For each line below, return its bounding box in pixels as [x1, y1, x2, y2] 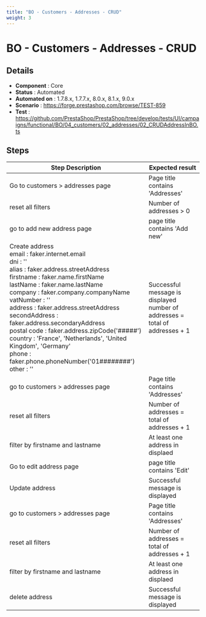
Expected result [149, 163, 196, 172]
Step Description [51, 163, 101, 172]
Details [6, 66, 34, 76]
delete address [9, 593, 53, 602]
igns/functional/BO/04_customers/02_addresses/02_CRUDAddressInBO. [15, 121, 199, 128]
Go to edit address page [9, 462, 79, 471]
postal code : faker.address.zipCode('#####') [9, 327, 142, 335]
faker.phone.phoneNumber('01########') [9, 357, 135, 366]
